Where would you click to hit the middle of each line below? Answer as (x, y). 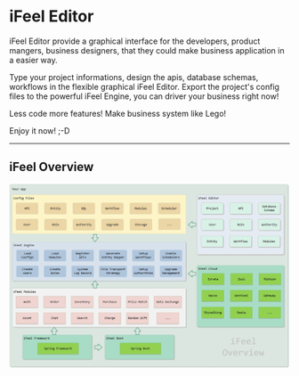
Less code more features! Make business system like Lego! (118, 113)
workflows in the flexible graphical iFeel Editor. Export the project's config (145, 86)
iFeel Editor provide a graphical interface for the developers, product (135, 41)
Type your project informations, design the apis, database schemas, (134, 77)
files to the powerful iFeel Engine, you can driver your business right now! (144, 96)
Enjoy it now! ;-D (40, 130)
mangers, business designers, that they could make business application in (147, 50)
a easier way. (33, 60)
